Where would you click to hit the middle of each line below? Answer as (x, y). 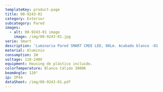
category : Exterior (25, 18)
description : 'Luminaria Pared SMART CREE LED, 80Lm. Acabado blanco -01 (82, 46)
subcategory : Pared (25, 23)
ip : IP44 (14, 77)
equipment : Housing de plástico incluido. (49, 64)
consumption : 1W (21, 55)
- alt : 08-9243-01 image (35, 32)
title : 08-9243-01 (24, 14)
